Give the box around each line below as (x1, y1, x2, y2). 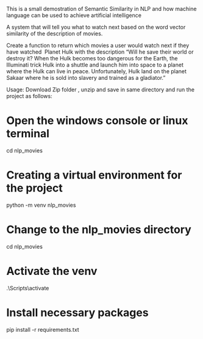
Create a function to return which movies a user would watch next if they (6, 42, 190, 49)
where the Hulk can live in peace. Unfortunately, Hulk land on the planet (6, 68, 187, 75)
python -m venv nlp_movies (6, 201, 76, 209)
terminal (6, 127, 50, 141)
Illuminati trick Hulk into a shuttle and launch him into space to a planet (6, 61, 184, 68)
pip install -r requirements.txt (6, 326, 79, 333)
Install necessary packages (6, 305, 149, 319)
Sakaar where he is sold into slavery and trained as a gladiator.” (6, 74, 166, 81)
